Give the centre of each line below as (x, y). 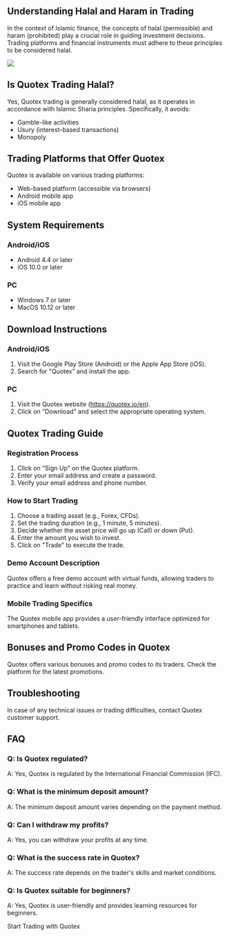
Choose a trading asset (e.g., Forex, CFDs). (78, 516)
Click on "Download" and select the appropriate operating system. (111, 411)
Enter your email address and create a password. (87, 476)
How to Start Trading (42, 501)
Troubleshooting (44, 693)
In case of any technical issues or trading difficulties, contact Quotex (105, 710)
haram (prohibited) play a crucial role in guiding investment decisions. (106, 35)
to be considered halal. (40, 50)
